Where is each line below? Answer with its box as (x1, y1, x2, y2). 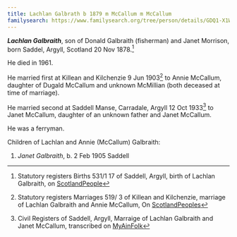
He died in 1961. (7, 59, 54, 67)
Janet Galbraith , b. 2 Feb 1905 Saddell (17, 152, 129, 160)
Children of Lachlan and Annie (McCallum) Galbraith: (7, 138, 161, 147)
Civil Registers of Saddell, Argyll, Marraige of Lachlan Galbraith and (17, 214, 214, 223)
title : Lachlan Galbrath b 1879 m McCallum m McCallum (7, 10, 172, 18)
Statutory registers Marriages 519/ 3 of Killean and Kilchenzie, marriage (17, 193, 226, 202)
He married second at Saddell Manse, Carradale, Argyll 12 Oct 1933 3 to (7, 102, 214, 111)
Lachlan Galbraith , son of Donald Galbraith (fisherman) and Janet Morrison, (7, 36, 230, 44)
